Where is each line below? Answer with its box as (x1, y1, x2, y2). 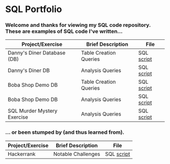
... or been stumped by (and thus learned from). (5, 129, 125, 136)
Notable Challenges (53, 150, 100, 157)
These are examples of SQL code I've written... (5, 28, 123, 35)
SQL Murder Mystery (8, 107, 58, 115)
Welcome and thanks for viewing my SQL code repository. (5, 22, 151, 29)
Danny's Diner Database (8, 49, 66, 57)
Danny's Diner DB (8, 67, 50, 74)
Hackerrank (8, 150, 36, 157)
